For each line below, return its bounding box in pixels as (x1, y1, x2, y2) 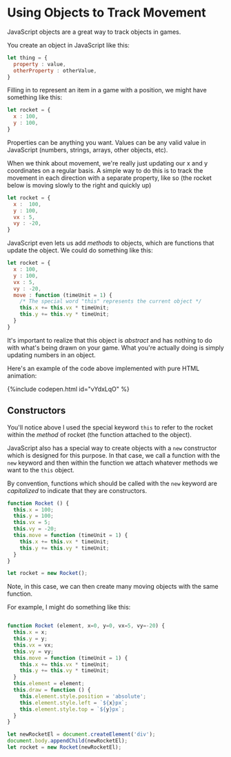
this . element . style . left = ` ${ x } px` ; (19, 699, 128, 706)
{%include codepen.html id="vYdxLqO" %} (7, 385, 130, 393)
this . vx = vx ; (13, 641, 54, 649)
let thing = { (7, 54, 48, 61)
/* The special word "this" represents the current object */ (19, 298, 202, 305)
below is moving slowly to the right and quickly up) (7, 181, 152, 189)
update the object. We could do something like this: (7, 246, 153, 254)
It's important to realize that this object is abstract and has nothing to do (7, 336, 212, 344)
